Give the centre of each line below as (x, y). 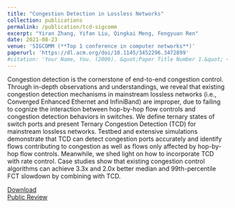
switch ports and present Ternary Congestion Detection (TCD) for (102, 124)
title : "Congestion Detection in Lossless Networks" (86, 14)
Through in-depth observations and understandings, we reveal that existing (116, 86)
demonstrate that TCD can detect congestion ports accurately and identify (115, 139)
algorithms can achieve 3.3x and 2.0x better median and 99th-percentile (112, 168)
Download (22, 189)
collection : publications (45, 20)
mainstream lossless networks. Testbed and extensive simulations (102, 131)
